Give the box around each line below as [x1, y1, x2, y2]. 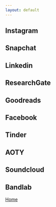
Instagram [5, 27, 38, 35]
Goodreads [5, 96, 41, 105]
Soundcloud [5, 166, 44, 174]
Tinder [5, 131, 27, 140]
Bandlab [5, 182, 32, 192]
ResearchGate [5, 79, 51, 87]
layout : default [5, 7, 39, 13]
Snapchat [5, 44, 36, 53]
